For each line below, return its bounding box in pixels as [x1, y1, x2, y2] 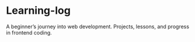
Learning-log [6, 4, 71, 17]
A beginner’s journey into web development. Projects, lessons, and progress [6, 23, 190, 30]
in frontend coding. [6, 29, 53, 36]
